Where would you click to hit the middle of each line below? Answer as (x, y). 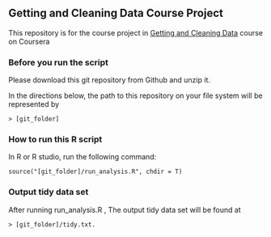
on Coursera (29, 41)
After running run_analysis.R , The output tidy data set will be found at (125, 209)
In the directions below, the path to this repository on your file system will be (135, 95)
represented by (34, 104)
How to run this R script (55, 139)
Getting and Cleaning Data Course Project (116, 13)
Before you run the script (59, 62)
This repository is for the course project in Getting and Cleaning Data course (136, 32)
